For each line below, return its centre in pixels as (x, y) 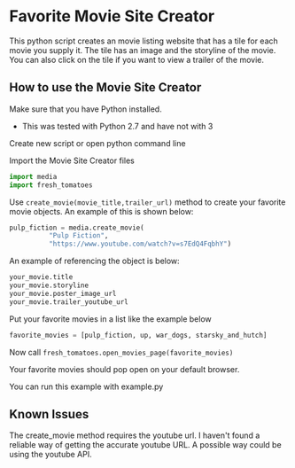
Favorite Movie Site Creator (112, 16)
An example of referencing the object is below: (94, 261)
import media (33, 176)
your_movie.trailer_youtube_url (69, 302)
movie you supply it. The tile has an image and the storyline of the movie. (143, 50)
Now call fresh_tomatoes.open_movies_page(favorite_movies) (121, 352)
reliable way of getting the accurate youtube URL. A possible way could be (145, 445)
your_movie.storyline (49, 285)
